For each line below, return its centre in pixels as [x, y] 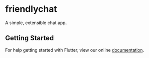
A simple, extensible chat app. [36, 23]
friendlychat [31, 9]
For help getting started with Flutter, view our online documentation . [74, 50]
